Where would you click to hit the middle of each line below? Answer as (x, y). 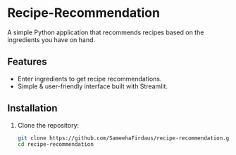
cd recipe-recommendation (55, 144)
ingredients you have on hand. (51, 39)
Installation (32, 108)
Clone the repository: (48, 125)
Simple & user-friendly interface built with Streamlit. (92, 86)
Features (27, 62)
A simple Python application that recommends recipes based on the (106, 32)
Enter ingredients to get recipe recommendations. (89, 79)
